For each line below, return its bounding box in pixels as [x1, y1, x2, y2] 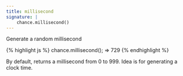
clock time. [6, 64, 33, 71]
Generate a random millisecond [6, 36, 82, 43]
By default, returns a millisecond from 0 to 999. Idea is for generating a [6, 58, 178, 65]
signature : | [6, 14, 38, 20]
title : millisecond [6, 8, 54, 15]
